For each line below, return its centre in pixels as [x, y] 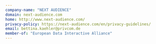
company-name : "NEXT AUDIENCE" [38, 10]
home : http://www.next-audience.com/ [45, 19]
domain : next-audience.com [34, 15]
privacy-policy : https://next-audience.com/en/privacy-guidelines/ [78, 24]
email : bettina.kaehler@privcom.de [43, 29]
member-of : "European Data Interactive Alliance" [59, 33]
